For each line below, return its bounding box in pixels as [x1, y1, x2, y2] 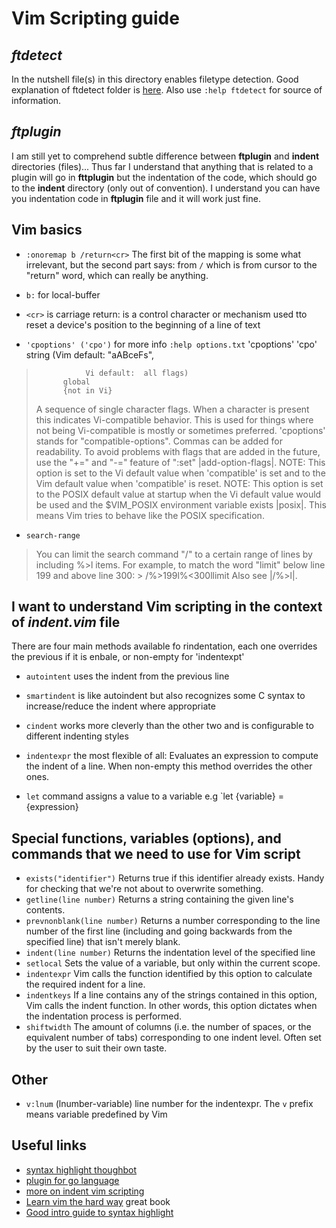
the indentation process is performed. [25, 1010, 183, 1022]
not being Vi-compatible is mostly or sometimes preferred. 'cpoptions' [35, 424, 326, 436]
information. [11, 95, 62, 106]
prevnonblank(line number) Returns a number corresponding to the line [25, 915, 321, 927]
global [62, 377, 91, 387]
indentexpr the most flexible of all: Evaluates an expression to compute [25, 750, 319, 762]
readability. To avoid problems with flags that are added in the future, [35, 445, 321, 457]
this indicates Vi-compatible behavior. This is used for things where [35, 413, 314, 426]
